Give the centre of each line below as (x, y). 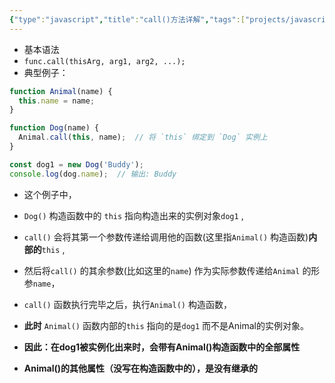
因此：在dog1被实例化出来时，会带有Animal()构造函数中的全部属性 (162, 347)
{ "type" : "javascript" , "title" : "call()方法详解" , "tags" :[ (127, 19)
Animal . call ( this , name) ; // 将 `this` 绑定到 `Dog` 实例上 (143, 137)
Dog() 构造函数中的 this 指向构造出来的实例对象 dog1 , (133, 215)
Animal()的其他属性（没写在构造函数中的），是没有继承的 (141, 368)
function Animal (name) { (61, 91)
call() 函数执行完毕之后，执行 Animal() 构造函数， (127, 304)
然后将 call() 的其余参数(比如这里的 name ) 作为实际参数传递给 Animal (162, 270)
